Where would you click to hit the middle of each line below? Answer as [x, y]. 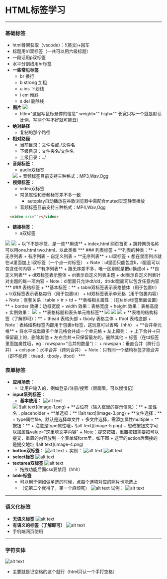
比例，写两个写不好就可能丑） [50, 120]
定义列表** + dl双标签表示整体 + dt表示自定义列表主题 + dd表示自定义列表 [81, 275]
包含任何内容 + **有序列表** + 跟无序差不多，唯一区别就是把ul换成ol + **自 [82, 269]
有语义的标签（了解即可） [39, 525]
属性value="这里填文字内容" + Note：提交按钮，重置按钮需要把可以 [90, 432]
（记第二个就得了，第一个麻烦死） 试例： [72, 488]
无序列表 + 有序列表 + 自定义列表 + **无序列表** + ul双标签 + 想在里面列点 [81, 256]
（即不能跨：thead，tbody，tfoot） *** [45, 356]
